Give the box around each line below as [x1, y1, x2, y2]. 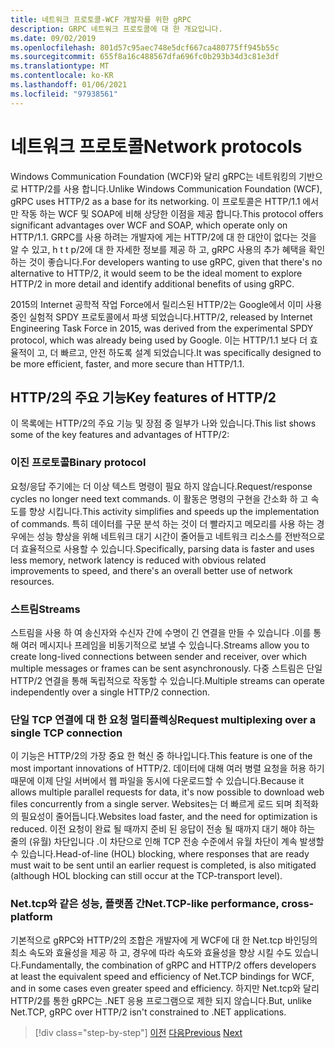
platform [10, 910, 53, 924]
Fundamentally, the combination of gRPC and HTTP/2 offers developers [20, 959, 317, 971]
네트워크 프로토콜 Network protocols [10, 135, 303, 158]
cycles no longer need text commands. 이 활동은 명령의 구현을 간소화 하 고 [10, 492, 309, 505]
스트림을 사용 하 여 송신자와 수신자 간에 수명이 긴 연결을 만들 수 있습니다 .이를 [10, 626, 312, 638]
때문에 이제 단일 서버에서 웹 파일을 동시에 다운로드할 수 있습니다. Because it [10, 775, 305, 787]
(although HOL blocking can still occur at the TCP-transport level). [10, 870, 283, 882]
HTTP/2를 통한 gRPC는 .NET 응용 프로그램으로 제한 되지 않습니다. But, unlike [10, 994, 312, 1006]
